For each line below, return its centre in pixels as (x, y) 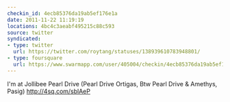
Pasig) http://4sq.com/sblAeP (49, 91)
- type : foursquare (35, 58)
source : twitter (30, 33)
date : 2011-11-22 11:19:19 (46, 20)
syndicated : (24, 39)
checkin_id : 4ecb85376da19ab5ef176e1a (62, 13)
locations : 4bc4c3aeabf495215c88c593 (61, 26)
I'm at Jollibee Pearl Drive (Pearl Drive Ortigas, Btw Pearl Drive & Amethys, (112, 84)
